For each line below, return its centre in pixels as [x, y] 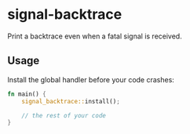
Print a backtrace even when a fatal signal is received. [95, 36]
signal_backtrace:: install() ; [71, 101]
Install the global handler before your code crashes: [91, 79]
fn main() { [27, 94]
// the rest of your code [64, 115]
